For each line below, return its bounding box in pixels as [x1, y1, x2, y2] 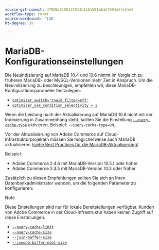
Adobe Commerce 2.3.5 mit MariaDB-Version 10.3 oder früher [12, 166, 136, 171]
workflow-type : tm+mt [5, 12, 49, 17]
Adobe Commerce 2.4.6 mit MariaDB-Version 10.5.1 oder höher [12, 161, 138, 167]
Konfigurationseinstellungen [5, 56, 124, 67]
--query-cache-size [12, 230, 52, 235]
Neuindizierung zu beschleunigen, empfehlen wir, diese [5, 83, 117, 88]
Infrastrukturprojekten [5, 136, 50, 142]
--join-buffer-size [12, 235, 52, 240]
